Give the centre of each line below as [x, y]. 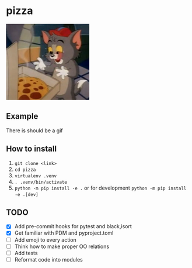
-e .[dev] [27, 194]
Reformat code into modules [48, 259]
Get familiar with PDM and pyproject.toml [64, 233]
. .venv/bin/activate [41, 182]
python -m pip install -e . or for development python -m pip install [100, 188]
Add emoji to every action [46, 240]
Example [22, 116]
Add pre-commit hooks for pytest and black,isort [73, 226]
